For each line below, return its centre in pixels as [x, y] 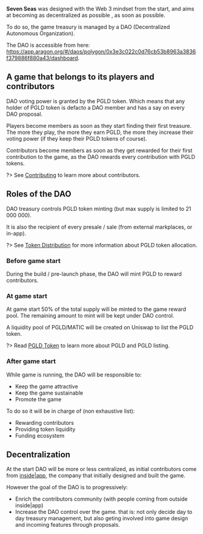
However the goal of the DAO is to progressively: [67, 487]
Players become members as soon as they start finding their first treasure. [99, 125]
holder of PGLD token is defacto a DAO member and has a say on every [95, 107]
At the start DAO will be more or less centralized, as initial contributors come [101, 469]
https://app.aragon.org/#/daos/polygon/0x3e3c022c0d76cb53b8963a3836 [101, 52]
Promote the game [38, 399]
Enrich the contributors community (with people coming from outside [101, 499]
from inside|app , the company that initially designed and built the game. [96, 476]
